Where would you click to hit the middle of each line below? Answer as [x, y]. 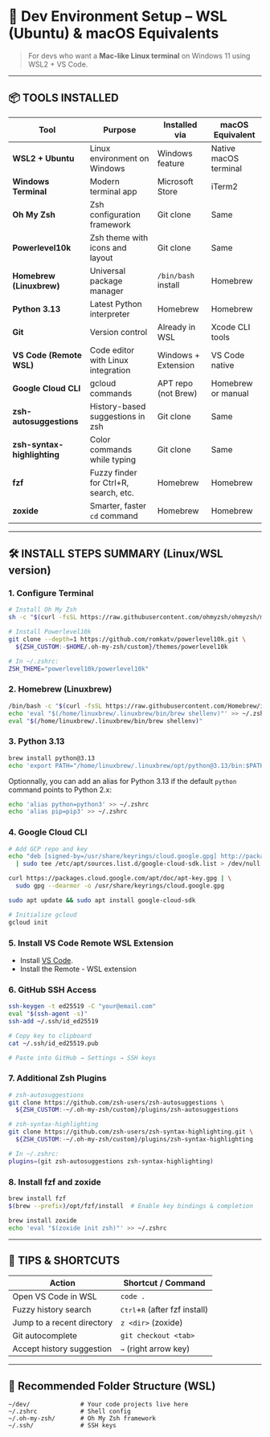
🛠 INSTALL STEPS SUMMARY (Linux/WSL [116, 554]
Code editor [112, 350]
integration [110, 370]
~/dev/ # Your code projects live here [98, 1405]
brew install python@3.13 [51, 758]
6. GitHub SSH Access [52, 990]
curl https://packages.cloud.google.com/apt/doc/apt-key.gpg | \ [120, 879]
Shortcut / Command [164, 1283]
